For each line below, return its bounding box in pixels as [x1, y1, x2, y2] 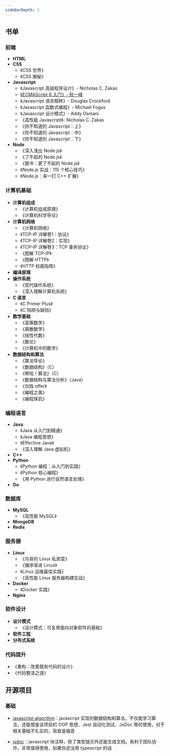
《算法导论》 [20, 357, 47, 364]
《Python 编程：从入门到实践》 [20, 463, 83, 469]
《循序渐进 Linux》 [20, 562, 57, 568]
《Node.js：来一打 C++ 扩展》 [20, 173, 81, 179]
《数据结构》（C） [20, 364, 57, 370]
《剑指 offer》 [20, 383, 47, 389]
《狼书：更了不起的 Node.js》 [20, 160, 80, 166]
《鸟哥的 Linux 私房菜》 [20, 556, 70, 562]
